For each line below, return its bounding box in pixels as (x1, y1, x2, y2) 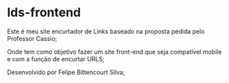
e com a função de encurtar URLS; (7, 54, 105, 63)
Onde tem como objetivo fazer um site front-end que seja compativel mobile (7, 48, 222, 56)
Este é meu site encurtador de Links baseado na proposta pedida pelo (7, 27, 205, 35)
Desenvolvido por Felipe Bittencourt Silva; (7, 68, 125, 76)
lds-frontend (7, 5, 81, 20)
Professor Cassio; (7, 34, 57, 42)
